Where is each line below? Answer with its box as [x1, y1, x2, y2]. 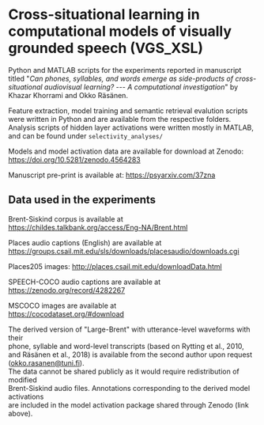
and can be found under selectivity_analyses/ [8, 131, 164, 140]
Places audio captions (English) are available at [8, 237, 162, 247]
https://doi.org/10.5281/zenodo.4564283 [8, 154, 141, 164]
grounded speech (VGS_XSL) [8, 40, 204, 57]
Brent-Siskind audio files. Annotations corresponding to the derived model [8, 383, 251, 393]
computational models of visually [8, 22, 232, 40]
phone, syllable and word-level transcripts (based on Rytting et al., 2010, [8, 341, 245, 351]
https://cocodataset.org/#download [8, 309, 125, 318]
